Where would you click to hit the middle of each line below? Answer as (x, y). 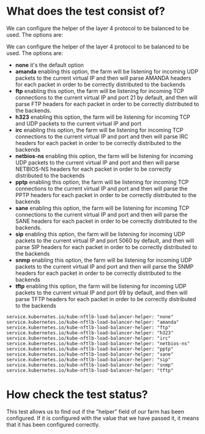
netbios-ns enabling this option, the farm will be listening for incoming (104, 156)
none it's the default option (50, 65)
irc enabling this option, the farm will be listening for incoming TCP (99, 130)
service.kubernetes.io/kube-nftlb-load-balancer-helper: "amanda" (93, 322)
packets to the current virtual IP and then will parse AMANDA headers (103, 78)
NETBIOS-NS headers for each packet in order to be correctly (93, 169)
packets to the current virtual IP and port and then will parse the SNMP (104, 266)
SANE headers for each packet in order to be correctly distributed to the (106, 221)
